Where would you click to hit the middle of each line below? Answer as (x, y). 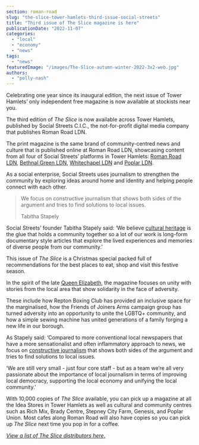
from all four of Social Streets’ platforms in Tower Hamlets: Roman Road (94, 156)
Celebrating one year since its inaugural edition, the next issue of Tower (94, 95)
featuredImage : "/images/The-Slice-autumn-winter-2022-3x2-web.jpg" (93, 67)
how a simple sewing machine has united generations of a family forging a (97, 320)
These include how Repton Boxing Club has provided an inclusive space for (99, 301)
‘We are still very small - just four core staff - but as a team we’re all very (95, 368)
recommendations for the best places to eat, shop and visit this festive (92, 265)
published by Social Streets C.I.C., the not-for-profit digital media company (97, 126)
